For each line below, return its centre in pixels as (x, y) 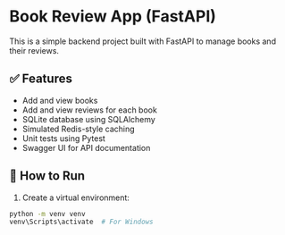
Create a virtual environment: (75, 197)
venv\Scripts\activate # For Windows (81, 222)
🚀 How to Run (47, 176)
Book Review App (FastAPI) (113, 17)
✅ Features (41, 79)
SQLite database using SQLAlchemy (89, 119)
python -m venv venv (48, 214)
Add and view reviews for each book (90, 110)
